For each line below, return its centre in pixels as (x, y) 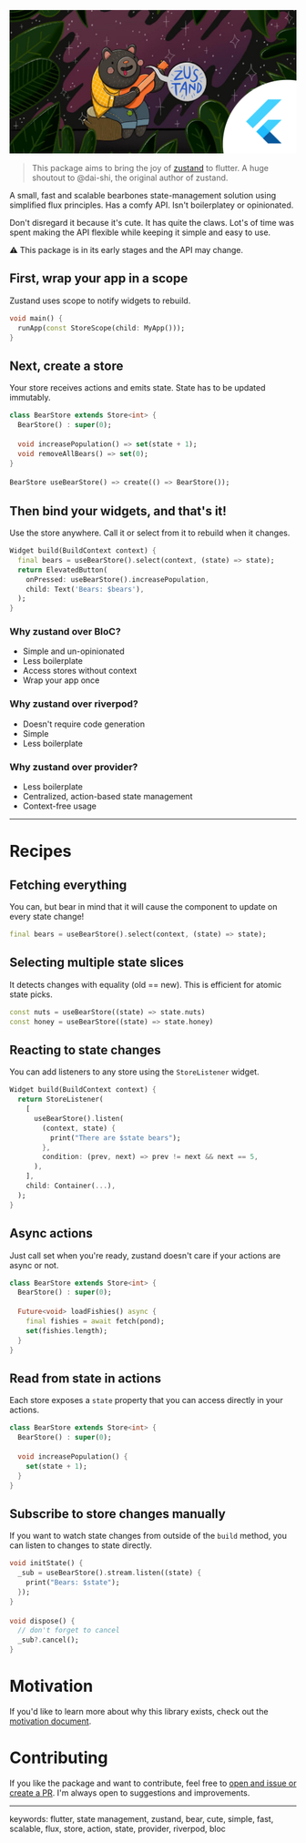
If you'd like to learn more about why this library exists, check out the (139, 1711)
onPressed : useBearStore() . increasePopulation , (117, 579)
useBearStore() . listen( (79, 1118)
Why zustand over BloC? (65, 632)
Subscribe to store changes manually (117, 1514)
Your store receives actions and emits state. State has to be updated (138, 388)
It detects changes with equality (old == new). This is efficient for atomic (146, 984)
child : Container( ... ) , (71, 1186)
